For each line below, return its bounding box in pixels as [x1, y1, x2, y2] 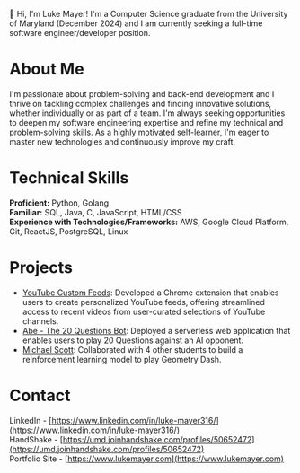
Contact [9, 386, 71, 406]
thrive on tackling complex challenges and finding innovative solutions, [9, 98, 272, 109]
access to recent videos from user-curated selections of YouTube [22, 306, 266, 317]
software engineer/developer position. [9, 28, 151, 38]
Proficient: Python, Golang [9, 197, 110, 208]
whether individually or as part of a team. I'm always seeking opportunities [9, 108, 286, 118]
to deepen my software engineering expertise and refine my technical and [9, 117, 284, 127]
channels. [22, 315, 59, 327]
